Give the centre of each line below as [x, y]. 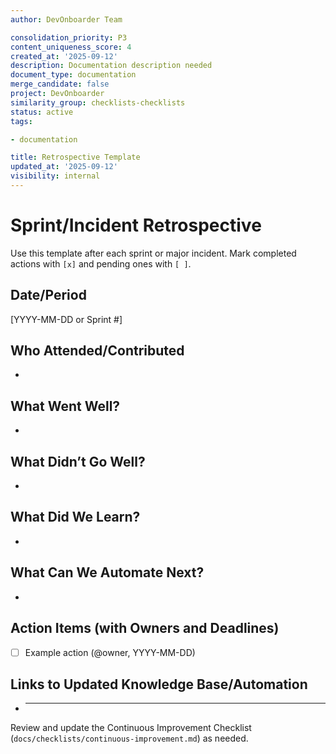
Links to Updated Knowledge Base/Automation [159, 684]
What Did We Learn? [75, 517]
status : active [42, 112]
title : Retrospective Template [75, 157]
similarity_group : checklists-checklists [98, 102]
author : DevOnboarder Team [66, 19]
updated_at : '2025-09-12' [64, 167]
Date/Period [48, 295]
